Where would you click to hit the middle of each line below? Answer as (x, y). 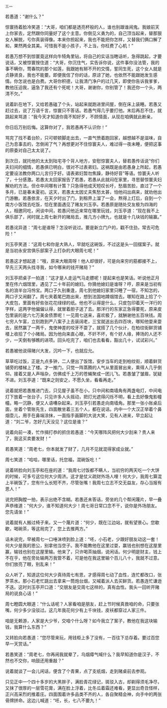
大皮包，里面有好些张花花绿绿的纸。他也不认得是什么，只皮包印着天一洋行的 (83, 303)
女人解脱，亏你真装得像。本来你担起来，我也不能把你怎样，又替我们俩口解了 (83, 39)
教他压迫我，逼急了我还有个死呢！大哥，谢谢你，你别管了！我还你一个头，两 (83, 87)
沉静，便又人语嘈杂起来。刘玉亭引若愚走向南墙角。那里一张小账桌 (90, 403)
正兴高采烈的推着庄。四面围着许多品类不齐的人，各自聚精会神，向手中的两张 (83, 694)
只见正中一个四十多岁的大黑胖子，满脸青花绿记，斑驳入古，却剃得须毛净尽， (83, 682)
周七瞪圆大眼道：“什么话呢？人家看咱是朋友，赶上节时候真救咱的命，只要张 (83, 604)
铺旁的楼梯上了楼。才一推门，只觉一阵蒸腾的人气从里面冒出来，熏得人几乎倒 (83, 367)
